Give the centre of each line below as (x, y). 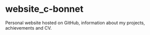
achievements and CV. (29, 28)
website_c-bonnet (44, 9)
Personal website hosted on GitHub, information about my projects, (75, 23)
